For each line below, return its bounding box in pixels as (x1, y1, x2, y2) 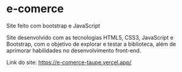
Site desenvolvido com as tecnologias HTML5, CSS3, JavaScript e (6, 34, 173, 41)
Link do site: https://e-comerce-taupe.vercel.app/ (6, 59, 132, 66)
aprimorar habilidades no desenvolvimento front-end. (6, 46, 142, 54)
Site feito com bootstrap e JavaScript (6, 22, 100, 29)
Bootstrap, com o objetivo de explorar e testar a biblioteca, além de (6, 40, 176, 48)
